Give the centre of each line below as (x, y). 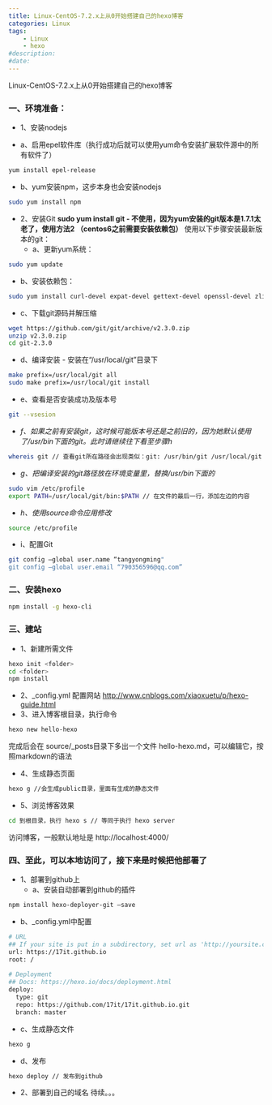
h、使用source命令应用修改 (66, 513)
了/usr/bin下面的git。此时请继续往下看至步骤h (96, 441)
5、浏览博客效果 (47, 806)
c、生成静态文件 (47, 1029)
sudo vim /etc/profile (47, 488)
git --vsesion (32, 415)
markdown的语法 (44, 756)
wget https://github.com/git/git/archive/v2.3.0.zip (99, 328)
